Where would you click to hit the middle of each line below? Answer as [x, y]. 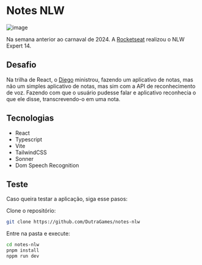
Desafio [21, 65]
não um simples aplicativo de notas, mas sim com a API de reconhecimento [101, 86]
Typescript [29, 139]
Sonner [24, 158]
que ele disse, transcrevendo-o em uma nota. [63, 99]
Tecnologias [30, 118]
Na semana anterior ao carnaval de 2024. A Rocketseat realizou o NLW [96, 39]
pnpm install [23, 250]
